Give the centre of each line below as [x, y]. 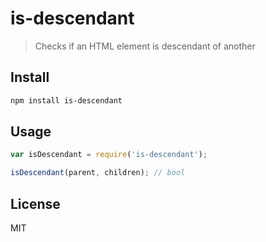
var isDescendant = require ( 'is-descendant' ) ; [109, 155]
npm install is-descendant [66, 100]
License [35, 203]
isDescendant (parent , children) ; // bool [98, 173]
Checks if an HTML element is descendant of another [145, 46]
